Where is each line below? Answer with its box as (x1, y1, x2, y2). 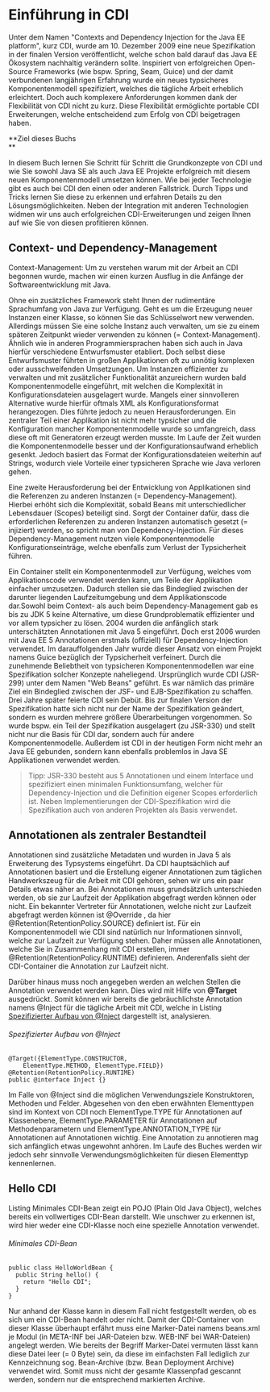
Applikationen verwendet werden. (8, 755, 121, 765)
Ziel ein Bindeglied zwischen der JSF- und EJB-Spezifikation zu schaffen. (8, 686, 253, 696)
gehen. (8, 466, 32, 477)
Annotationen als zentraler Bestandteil (8, 828, 207, 842)
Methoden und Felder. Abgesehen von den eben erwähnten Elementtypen (8, 1098, 255, 1108)
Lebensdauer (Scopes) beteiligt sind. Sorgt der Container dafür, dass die (8, 508, 250, 518)
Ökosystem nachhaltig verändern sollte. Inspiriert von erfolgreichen (8, 58, 233, 68)
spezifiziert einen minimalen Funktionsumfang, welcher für (27, 779, 223, 789)
